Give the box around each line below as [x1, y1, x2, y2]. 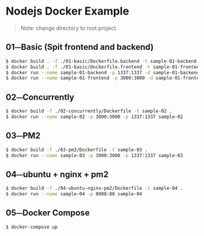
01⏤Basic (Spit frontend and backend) [5, 42, 154, 52]
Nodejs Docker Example [5, 4, 129, 18]
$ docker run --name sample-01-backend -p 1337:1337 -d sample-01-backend [5, 69, 200, 75]
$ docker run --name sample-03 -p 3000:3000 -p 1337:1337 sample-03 [5, 152, 183, 159]
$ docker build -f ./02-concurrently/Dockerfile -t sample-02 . [5, 108, 172, 114]
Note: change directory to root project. [20, 24, 118, 32]
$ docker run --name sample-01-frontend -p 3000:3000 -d [5, 75, 153, 82]
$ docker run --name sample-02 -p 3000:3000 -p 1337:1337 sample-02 [5, 114, 183, 120]
